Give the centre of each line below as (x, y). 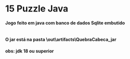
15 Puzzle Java (37, 9)
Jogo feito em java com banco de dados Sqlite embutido (65, 22)
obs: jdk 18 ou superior (29, 51)
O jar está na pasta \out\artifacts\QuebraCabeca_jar (61, 39)
